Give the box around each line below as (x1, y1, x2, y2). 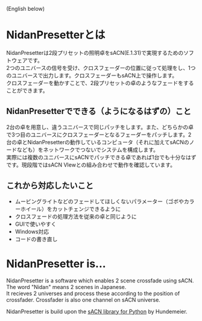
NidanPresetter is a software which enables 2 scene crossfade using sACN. (6, 277, 194, 284)
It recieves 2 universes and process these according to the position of (6, 290, 180, 297)
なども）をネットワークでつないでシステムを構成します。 (16, 146, 159, 153)
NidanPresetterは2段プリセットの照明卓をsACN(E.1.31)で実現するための (6, 49, 184, 56)
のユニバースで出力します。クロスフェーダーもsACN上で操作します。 (6, 72, 178, 79)
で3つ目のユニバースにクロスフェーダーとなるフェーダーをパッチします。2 (6, 131, 192, 138)
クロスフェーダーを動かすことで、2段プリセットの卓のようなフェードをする (6, 79, 194, 86)
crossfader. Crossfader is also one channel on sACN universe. (6, 296, 161, 304)
